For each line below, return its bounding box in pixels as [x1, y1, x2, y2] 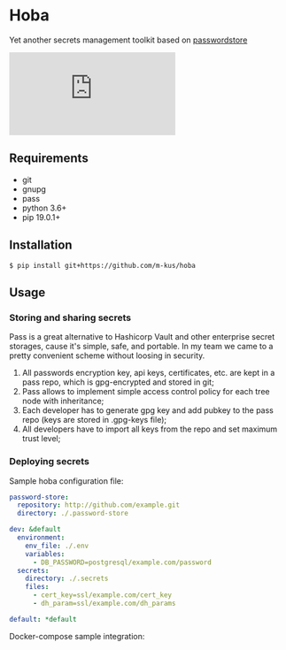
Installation [9, 238, 73, 253]
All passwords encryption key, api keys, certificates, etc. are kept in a [21, 368, 275, 379]
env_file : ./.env [25, 541, 89, 550]
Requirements [9, 151, 89, 166]
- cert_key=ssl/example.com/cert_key [32, 591, 173, 600]
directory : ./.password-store [17, 509, 128, 518]
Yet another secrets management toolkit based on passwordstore [9, 34, 248, 45]
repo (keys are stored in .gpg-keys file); [21, 415, 166, 425]
